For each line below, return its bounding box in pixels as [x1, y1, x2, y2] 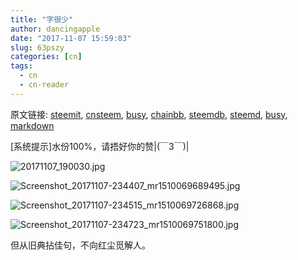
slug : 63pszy [10, 42, 65, 53]
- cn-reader [19, 80, 70, 90]
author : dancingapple [10, 24, 101, 34]
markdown [10, 119, 55, 131]
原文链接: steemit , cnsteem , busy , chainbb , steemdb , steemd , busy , [10, 108, 288, 120]
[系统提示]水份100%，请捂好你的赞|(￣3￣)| [10, 140, 190, 152]
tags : [10, 61, 33, 71]
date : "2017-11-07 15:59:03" [10, 33, 132, 43]
